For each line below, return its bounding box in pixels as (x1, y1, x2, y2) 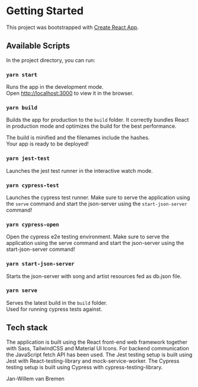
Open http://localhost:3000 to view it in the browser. (6, 90, 134, 97)
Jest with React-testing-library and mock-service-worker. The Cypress (6, 357, 180, 365)
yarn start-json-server (6, 260, 75, 267)
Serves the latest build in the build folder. (6, 299, 108, 306)
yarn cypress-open (6, 221, 59, 228)
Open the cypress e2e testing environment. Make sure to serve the (6, 233, 170, 240)
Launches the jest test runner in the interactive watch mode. (6, 167, 153, 174)
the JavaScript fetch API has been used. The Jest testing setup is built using (6, 351, 193, 358)
